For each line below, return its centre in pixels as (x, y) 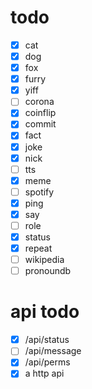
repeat (38, 248)
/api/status (47, 340)
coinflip (40, 113)
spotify (39, 192)
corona (39, 102)
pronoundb (48, 271)
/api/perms (47, 362)
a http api (44, 373)
